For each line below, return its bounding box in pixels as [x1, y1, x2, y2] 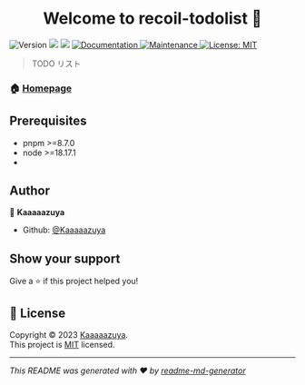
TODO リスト [31, 58, 82, 69]
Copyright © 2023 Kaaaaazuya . [9, 330, 129, 341]
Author [9, 183, 50, 199]
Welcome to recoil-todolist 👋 [43, 8, 262, 29]
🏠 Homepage [9, 82, 73, 94]
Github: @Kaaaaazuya [22, 224, 106, 235]
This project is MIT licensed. [9, 340, 115, 350]
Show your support [9, 251, 121, 266]
